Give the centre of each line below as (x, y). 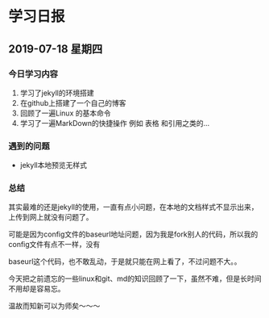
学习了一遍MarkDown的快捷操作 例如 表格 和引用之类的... (115, 123)
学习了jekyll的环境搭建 (57, 93)
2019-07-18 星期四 (56, 49)
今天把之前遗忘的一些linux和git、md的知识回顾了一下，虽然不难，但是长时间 (135, 278)
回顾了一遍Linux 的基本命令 (65, 113)
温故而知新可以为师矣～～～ (54, 306)
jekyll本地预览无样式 (53, 165)
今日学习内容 (33, 73)
